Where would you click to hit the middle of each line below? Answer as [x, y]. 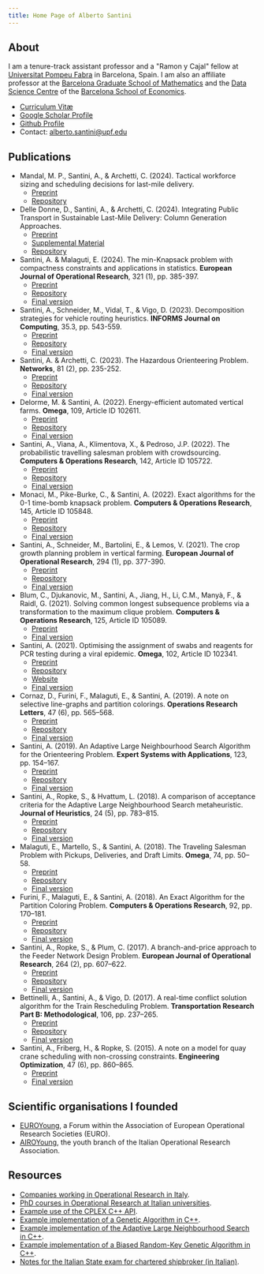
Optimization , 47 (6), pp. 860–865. [76, 1065]
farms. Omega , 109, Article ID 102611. [80, 410]
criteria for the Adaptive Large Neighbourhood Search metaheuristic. [131, 805]
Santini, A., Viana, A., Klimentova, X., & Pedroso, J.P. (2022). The [125, 444]
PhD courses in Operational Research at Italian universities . [115, 1203]
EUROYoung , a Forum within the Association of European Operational [132, 1126]
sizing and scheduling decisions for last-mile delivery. [107, 184]
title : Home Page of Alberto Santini [70, 15]
